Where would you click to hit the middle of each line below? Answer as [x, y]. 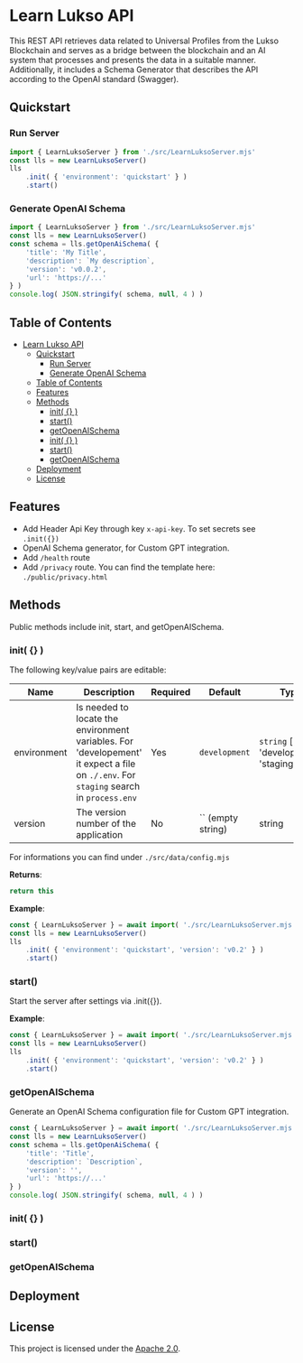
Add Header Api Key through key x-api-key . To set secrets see [139, 528]
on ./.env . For [106, 774]
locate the [97, 719]
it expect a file [106, 764]
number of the [106, 823]
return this [32, 891]
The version [101, 811]
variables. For [105, 741]
